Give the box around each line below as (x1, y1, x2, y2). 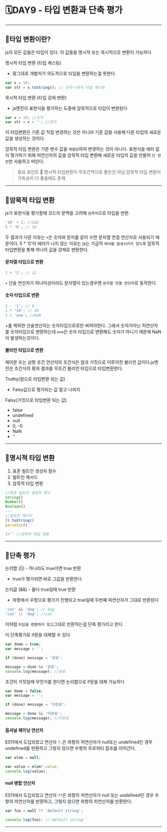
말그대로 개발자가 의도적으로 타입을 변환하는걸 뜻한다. (12, 70, 116, 76)
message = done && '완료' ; (5, 664, 59, 669)
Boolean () (5, 504, 26, 509)
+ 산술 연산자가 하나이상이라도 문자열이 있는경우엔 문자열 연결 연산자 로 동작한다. (5, 279, 158, 286)
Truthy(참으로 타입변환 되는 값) (5, 376, 66, 382)
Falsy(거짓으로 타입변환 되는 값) (5, 397, 67, 403)
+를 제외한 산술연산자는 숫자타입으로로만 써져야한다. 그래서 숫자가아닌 (5, 322, 141, 328)
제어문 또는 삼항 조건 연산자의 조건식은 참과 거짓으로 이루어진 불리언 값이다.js (5, 359, 155, 365)
